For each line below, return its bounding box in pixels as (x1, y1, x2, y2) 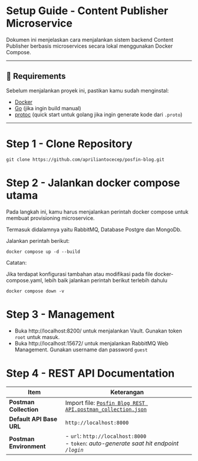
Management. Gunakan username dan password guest (14, 346, 148, 353)
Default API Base (9, 414, 58, 423)
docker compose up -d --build (6, 249, 81, 255)
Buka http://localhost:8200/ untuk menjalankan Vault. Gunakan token (14, 327, 183, 334)
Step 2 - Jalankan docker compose (6, 176, 180, 189)
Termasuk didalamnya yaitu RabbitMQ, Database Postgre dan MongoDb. (6, 226, 182, 233)
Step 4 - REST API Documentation (6, 367, 175, 380)
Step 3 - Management (6, 308, 115, 321)
